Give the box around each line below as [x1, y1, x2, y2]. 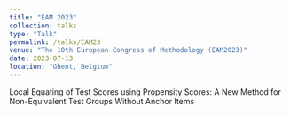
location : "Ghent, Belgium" [9, 63, 114, 72]
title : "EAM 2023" [9, 12, 77, 22]
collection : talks [9, 21, 77, 30]
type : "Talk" [9, 29, 58, 38]
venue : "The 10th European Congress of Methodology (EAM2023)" [9, 46, 248, 55]
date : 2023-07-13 [9, 54, 74, 63]
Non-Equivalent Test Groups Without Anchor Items [9, 96, 195, 106]
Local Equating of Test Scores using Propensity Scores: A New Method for [9, 86, 282, 97]
